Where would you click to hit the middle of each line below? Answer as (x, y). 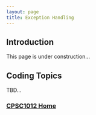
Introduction (30, 42)
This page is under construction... (48, 57)
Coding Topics (34, 75)
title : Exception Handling (40, 18)
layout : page (23, 12)
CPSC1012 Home (31, 106)
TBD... (14, 90)
